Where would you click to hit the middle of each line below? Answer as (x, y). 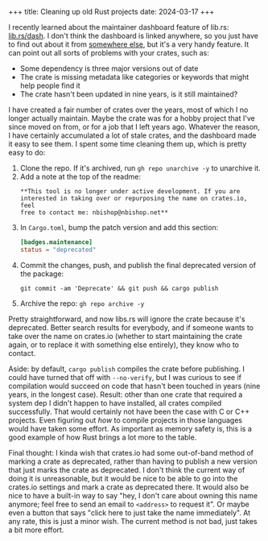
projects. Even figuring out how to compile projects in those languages (126, 420)
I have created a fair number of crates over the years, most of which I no (128, 109)
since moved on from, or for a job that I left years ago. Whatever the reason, (134, 127)
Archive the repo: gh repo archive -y (82, 303)
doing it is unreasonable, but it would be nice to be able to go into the (123, 478)
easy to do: (27, 153)
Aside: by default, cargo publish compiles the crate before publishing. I (127, 369)
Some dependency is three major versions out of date (109, 68)
